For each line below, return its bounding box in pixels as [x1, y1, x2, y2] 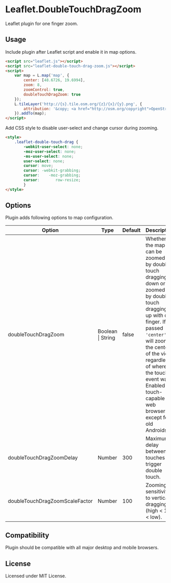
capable [145, 395, 165, 402]
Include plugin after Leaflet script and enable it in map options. [5, 48, 136, 55]
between [145, 448, 167, 455]
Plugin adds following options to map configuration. [5, 214, 113, 221]
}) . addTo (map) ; [14, 111, 47, 116]
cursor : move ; [23, 163, 53, 168]
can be [145, 248, 162, 255]
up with [145, 312, 164, 319]
